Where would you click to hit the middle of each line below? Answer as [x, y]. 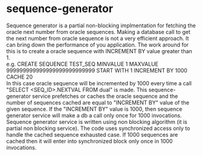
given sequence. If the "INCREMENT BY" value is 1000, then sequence [94, 109]
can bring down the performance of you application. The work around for [98, 45]
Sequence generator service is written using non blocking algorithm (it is [97, 122]
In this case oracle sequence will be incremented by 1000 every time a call [99, 83]
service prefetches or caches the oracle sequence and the [105, 96]
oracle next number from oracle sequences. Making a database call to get [98, 31]
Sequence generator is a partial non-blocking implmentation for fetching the [101, 25]
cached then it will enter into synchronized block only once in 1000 [90, 141]
